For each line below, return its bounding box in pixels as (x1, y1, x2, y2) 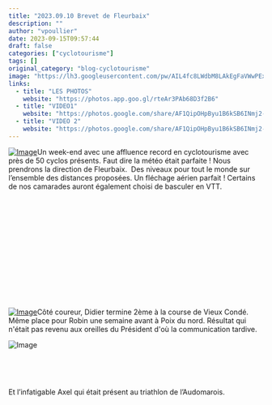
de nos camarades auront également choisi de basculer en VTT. (8, 181, 223, 191)
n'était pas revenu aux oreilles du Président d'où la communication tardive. (8, 324, 257, 334)
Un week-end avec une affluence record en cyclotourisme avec (36, 147, 249, 156)
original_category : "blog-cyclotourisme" (8, 65, 151, 73)
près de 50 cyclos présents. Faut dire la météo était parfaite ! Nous (8, 156, 231, 165)
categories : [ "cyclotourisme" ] (8, 49, 114, 58)
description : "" (8, 19, 63, 28)
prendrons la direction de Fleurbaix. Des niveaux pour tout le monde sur (8, 164, 251, 174)
